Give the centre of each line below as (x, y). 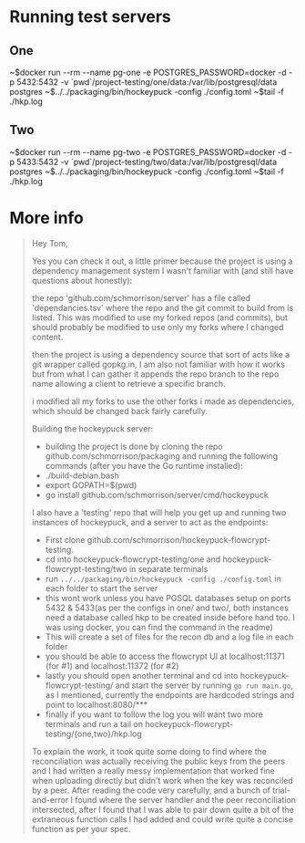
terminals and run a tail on (94, 723)
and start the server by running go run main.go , (204, 685)
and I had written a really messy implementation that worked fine (153, 770)
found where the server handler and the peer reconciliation (185, 799)
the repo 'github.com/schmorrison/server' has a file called (141, 297)
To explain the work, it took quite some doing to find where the (149, 751)
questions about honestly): (82, 280)
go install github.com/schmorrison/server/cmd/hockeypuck (157, 494)
